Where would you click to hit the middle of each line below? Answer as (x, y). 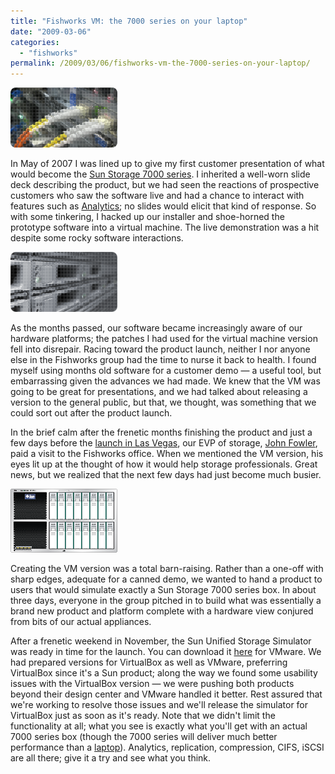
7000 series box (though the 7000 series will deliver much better (144, 737)
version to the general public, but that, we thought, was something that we (163, 402)
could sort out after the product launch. (91, 413)
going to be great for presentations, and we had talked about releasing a (159, 392)
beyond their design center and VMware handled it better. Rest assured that (166, 694)
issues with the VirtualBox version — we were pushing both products (152, 684)
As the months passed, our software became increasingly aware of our (156, 328)
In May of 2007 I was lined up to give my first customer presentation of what (167, 164)
